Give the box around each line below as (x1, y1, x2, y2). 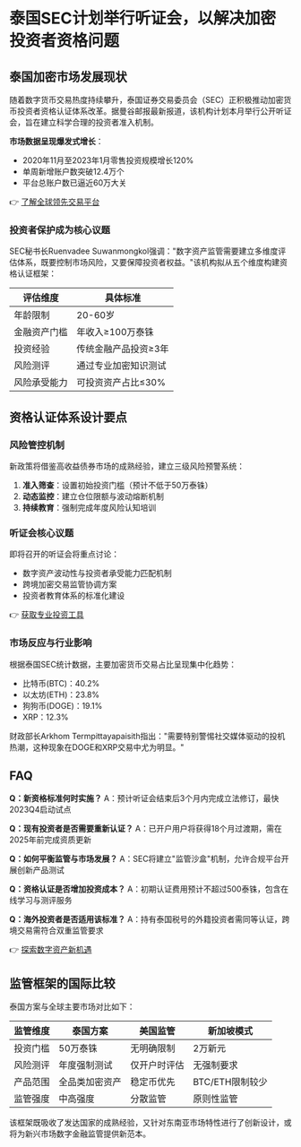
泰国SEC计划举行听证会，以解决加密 (9, 8, 277, 29)
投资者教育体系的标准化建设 (21, 591, 125, 601)
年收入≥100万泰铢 (76, 326, 154, 339)
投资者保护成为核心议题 (9, 223, 110, 236)
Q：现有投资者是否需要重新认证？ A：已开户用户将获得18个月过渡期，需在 (9, 824, 282, 834)
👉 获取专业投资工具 (9, 609, 85, 620)
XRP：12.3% (21, 711, 69, 722)
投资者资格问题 (9, 30, 120, 51)
